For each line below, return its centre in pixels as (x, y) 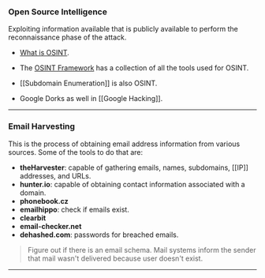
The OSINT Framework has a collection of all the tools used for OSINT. (134, 68)
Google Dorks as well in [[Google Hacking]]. (91, 99)
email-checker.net (50, 226)
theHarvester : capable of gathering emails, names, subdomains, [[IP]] (134, 167)
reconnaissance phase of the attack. (67, 37)
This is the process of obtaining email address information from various (124, 144)
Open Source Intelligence (58, 12)
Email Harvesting (42, 126)
